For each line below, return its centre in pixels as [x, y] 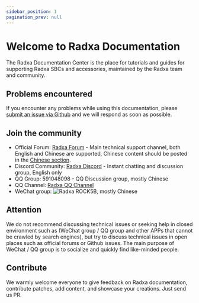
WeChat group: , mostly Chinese [76, 191]
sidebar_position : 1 [32, 12]
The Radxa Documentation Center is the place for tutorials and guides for [95, 63]
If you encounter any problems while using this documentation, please [92, 108]
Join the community [44, 133]
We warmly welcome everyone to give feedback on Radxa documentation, [97, 282]
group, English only [38, 173]
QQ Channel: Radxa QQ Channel [54, 185]
